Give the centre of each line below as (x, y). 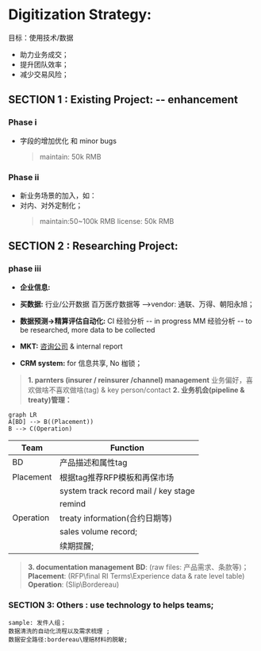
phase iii (25, 269)
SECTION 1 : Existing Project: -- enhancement (123, 100)
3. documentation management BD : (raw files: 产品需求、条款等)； (138, 567)
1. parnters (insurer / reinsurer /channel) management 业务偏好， (137, 379)
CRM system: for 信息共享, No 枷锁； (81, 363)
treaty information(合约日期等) (116, 518)
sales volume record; (98, 531)
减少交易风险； (44, 74)
